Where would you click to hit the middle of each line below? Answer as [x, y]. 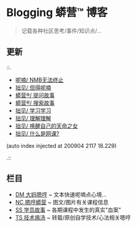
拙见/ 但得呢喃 [33, 87]
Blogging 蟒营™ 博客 [57, 13]
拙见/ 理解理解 [33, 118]
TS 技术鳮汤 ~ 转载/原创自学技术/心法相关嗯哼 [73, 217]
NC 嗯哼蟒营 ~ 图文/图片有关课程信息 [62, 202]
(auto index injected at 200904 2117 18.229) [61, 145]
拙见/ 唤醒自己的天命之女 [46, 126]
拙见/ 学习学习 [33, 110]
